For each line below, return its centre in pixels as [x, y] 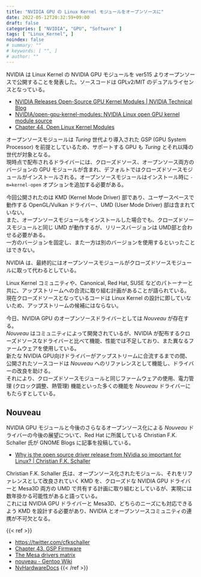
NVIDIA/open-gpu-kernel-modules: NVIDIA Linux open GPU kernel [97, 114]
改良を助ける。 [35, 371]
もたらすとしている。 [32, 393]
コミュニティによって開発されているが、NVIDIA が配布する [107, 333]
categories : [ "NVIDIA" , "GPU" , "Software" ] [64, 29]
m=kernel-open [24, 185]
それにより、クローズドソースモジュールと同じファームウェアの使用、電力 [97, 378]
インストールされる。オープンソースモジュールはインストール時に [108, 177]
